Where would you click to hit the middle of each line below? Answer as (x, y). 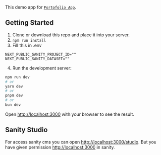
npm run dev (17, 77)
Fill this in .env (27, 45)
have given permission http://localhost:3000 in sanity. (60, 147)
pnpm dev (14, 96)
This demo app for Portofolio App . (41, 7)
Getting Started (29, 23)
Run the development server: (42, 68)
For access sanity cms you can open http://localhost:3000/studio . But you (81, 142)
